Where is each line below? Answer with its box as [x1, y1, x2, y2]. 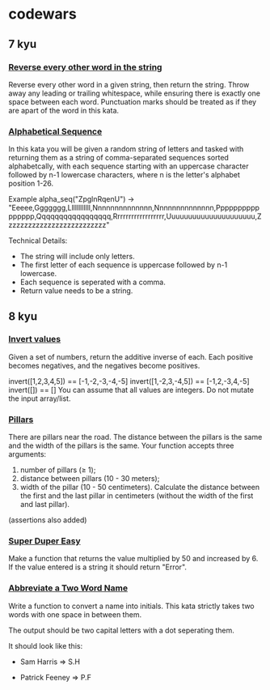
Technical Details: [8, 236, 68, 245]
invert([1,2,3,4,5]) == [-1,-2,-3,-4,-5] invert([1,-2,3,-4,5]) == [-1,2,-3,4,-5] [8, 376, 250, 385]
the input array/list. [8, 394, 71, 403]
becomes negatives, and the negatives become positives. [8, 360, 200, 370]
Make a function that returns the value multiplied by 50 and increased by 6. [8, 554, 259, 564]
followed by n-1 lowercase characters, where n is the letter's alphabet [8, 170, 241, 180]
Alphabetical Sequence [8, 126, 103, 137]
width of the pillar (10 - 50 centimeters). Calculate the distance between [19, 483, 260, 492]
